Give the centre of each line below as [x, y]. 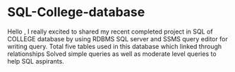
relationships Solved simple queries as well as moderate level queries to [112, 54]
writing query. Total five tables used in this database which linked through [115, 46]
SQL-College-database [76, 12]
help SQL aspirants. [36, 61]
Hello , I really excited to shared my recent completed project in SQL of [110, 31]
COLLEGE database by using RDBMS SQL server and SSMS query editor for [117, 38]
